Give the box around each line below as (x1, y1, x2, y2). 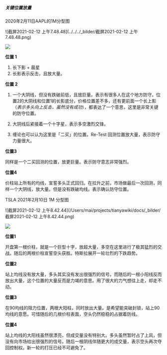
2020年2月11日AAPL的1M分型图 (5, 18, 70, 24)
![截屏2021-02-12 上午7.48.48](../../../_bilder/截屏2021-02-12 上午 (5, 28, 138, 34)
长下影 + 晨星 (12, 64, 40, 70)
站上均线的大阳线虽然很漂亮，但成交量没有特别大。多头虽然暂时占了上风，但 (5, 332, 162, 338)
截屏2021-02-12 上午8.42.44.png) (5, 213, 75, 219)
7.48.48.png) (5, 34, 31, 40)
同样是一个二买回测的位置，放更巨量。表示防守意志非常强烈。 (5, 159, 132, 165)
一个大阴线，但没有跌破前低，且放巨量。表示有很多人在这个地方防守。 (12, 91, 157, 97)
